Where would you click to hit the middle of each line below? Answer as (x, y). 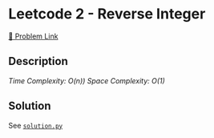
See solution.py (35, 125)
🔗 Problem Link (33, 36)
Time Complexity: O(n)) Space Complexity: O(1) (87, 80)
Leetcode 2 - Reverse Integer (107, 14)
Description (38, 61)
